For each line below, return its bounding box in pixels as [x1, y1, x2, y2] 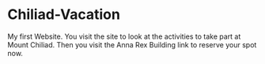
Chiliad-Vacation [7, 6, 120, 24]
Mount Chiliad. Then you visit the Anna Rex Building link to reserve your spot [7, 40, 257, 49]
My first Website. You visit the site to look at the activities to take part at [7, 32, 241, 41]
